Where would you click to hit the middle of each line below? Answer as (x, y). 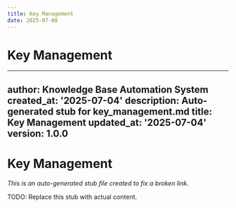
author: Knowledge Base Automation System (108, 90)
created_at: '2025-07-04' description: (93, 100)
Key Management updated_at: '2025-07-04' (107, 123)
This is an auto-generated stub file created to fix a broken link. (98, 183)
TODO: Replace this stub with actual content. (72, 197)
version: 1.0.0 (38, 133)
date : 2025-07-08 (33, 20)
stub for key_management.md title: (134, 111)
